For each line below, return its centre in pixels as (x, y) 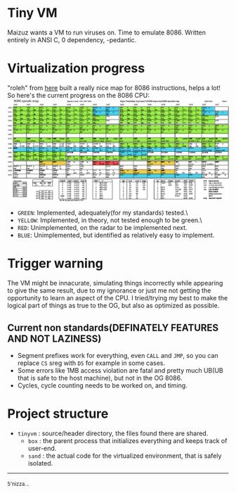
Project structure (58, 414)
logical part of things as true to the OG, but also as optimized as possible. (113, 306)
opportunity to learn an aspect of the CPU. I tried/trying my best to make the (118, 298)
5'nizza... (18, 484)
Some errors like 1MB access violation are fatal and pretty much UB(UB (120, 370)
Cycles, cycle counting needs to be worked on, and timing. (102, 385)
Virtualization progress (76, 69)
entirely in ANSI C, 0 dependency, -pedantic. (72, 39)
